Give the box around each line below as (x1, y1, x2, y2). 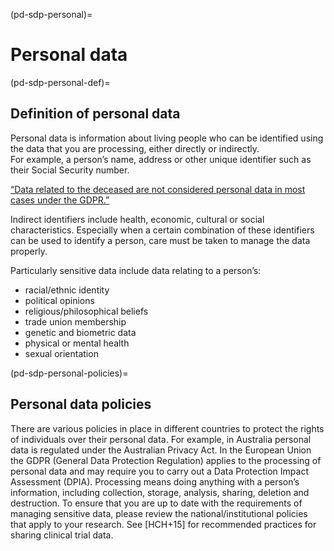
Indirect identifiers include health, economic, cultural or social (10, 213, 265, 225)
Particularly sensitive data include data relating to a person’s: (10, 264, 262, 276)
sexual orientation (24, 347, 99, 359)
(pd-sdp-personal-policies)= (10, 367, 129, 379)
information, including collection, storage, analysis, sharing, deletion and (10, 486, 310, 498)
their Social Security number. (10, 164, 130, 176)
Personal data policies (10, 396, 152, 413)
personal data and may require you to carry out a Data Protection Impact (10, 465, 309, 477)
